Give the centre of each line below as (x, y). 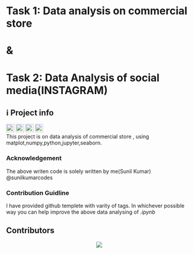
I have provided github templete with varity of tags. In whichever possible (95, 205)
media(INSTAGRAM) (57, 90)
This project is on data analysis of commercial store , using (78, 137)
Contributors (30, 231)
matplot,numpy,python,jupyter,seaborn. (54, 143)
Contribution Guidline (38, 192)
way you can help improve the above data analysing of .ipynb (81, 212)
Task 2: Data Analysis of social (83, 78)
